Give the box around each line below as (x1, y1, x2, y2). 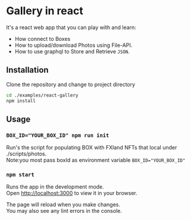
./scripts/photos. (6, 150, 47, 158)
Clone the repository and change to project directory (6, 81, 136, 88)
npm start (6, 171, 35, 178)
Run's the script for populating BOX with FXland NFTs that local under (6, 144, 177, 151)
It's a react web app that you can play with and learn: (6, 24, 137, 31)
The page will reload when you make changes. (6, 201, 121, 208)
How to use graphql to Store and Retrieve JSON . (14, 47, 130, 55)
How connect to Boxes (14, 35, 71, 42)
